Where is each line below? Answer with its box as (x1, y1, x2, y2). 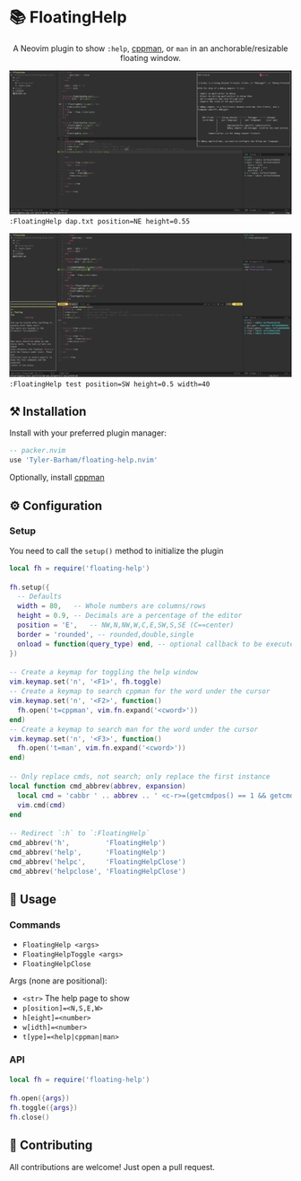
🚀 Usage (9, 892, 56, 907)
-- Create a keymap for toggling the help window (9, 668, 199, 677)
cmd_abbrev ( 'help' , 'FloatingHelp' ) (9, 848, 167, 858)
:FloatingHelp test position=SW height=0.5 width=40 (9, 379, 211, 389)
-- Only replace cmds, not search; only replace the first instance (9, 772, 271, 781)
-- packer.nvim (9, 446, 66, 455)
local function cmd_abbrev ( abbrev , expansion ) (9, 781, 186, 790)
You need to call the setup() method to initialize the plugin (9, 545, 224, 556)
